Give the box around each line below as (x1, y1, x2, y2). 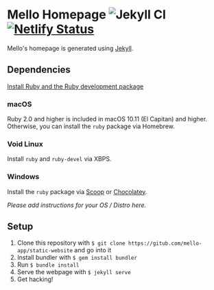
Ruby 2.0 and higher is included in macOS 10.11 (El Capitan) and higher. (7, 115, 208, 123)
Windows (7, 172, 40, 182)
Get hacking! (16, 275, 53, 284)
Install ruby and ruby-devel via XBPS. (7, 155, 112, 163)
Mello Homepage (7, 7, 106, 23)
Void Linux (7, 139, 43, 149)
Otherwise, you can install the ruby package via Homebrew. (7, 122, 175, 130)
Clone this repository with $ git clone (16, 239, 126, 247)
